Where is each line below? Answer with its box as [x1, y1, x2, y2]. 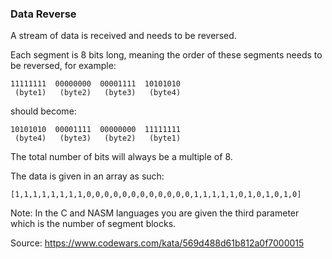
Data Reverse [10, 7, 77, 21]
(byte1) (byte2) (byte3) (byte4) [14, 88, 182, 98]
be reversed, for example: [10, 60, 117, 72]
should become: [10, 105, 77, 117]
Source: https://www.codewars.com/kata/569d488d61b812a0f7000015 [10, 237, 305, 249]
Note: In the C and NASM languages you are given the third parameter [10, 207, 300, 219]
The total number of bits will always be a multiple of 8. [10, 151, 233, 163]
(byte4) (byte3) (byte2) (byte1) [14, 133, 182, 144]
